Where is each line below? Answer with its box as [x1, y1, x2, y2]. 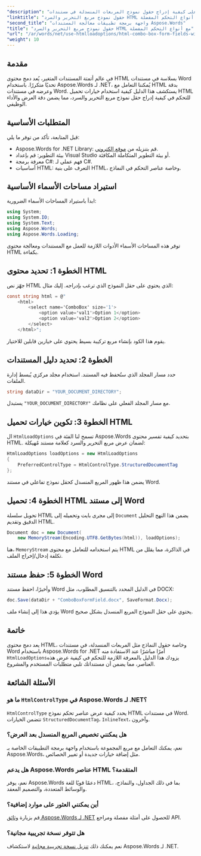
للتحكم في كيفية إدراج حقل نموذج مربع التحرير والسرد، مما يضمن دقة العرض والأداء [7, 93, 191, 101]
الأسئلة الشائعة [7, 677, 55, 688]
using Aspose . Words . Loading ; [7, 231, 79, 237]
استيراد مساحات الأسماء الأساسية [7, 182, 117, 192]
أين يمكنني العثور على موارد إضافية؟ [7, 800, 99, 809]
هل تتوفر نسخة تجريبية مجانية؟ [7, 829, 85, 837]
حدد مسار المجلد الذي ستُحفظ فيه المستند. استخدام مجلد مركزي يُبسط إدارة [7, 371, 176, 378]
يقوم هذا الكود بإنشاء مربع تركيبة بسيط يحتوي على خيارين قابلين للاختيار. [7, 337, 166, 344]
